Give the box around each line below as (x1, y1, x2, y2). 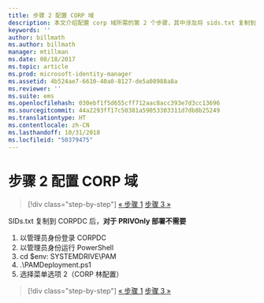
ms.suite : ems (8, 92, 55, 100)
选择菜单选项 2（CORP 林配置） (19, 269, 124, 279)
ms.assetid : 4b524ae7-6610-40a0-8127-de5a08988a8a (8, 77, 178, 85)
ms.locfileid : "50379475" (8, 135, 93, 144)
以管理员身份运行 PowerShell (19, 243, 114, 253)
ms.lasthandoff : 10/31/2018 (8, 128, 101, 136)
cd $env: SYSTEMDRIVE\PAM (19, 252, 117, 261)
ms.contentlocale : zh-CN (8, 121, 90, 129)
